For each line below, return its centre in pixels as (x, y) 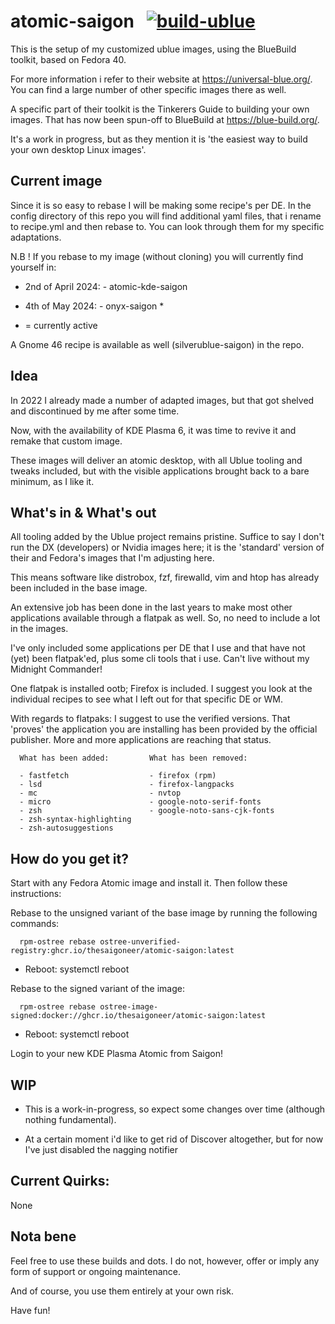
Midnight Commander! (56, 669)
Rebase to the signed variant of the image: (97, 989)
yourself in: (33, 267)
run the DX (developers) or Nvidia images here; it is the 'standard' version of (167, 547)
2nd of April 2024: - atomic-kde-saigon (106, 286)
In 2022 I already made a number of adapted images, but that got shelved (162, 400)
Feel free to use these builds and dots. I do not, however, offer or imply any (165, 1261)
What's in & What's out (83, 512)
